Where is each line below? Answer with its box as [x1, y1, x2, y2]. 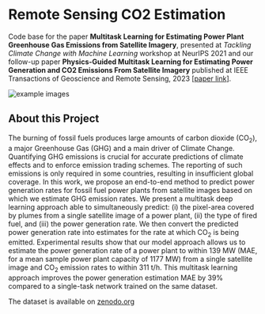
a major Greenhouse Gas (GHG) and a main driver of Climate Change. [8, 143, 235, 153]
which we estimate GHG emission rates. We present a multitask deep [8, 194, 233, 203]
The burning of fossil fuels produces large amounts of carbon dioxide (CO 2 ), [8, 133, 258, 144]
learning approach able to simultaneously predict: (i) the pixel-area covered [8, 202, 255, 211]
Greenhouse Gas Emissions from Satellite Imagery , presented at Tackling [8, 40, 252, 49]
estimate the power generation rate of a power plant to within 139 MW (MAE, [8, 246, 258, 255]
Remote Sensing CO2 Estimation [8, 6, 226, 24]
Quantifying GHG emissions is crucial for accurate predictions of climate [8, 152, 244, 161]
